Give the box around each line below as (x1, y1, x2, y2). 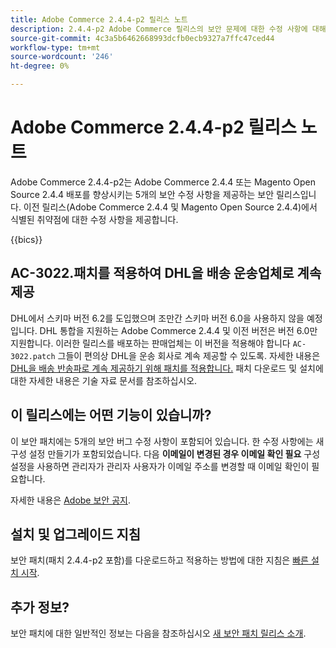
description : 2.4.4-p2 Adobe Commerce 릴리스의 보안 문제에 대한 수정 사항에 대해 (10, 24, 327, 34)
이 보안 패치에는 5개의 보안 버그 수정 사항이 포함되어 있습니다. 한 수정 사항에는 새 (10, 435, 325, 447)
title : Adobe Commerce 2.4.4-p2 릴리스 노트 (10, 14, 188, 25)
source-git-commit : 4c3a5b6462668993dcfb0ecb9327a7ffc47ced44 (10, 33, 275, 43)
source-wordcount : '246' (10, 52, 114, 62)
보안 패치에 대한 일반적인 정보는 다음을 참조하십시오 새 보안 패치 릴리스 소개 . (10, 627, 307, 640)
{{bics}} (10, 233, 43, 245)
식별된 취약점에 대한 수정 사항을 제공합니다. (10, 213, 179, 225)
